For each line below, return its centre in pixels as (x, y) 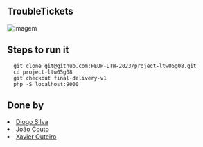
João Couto (33, 129)
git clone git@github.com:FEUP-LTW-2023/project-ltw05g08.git (105, 66)
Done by (26, 106)
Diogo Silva (32, 122)
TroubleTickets (41, 11)
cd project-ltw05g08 (43, 72)
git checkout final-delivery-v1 (60, 78)
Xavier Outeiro (36, 137)
